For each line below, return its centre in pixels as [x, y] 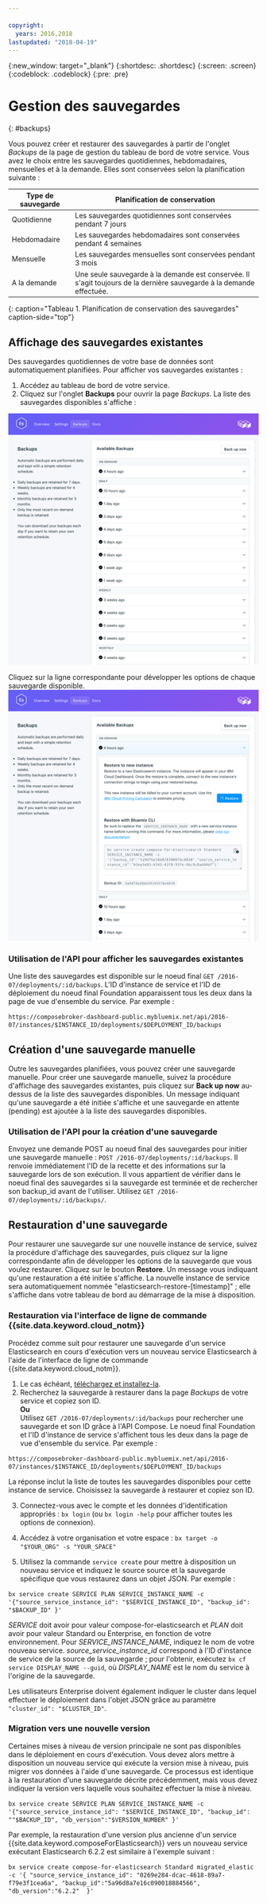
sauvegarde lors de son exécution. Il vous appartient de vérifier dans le [124, 1175]
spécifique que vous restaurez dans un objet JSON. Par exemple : [128, 1579]
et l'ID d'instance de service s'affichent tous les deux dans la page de [134, 1434]
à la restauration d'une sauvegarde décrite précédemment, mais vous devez [133, 1779]
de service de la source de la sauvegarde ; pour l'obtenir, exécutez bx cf [127, 1658]
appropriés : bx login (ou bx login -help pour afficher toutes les [126, 1513]
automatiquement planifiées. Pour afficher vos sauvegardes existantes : [126, 370]
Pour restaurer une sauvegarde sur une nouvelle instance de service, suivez [133, 1244]
